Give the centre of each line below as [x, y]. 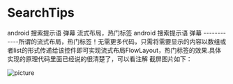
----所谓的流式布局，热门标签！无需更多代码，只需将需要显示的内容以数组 [114, 41]
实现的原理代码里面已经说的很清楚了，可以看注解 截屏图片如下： [100, 59]
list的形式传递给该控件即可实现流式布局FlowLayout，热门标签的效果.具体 [117, 50]
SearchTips [41, 13]
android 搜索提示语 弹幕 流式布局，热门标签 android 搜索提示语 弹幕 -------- [117, 33]
